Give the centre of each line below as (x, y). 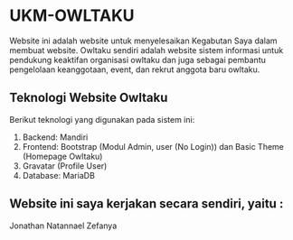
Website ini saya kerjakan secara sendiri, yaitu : (146, 204)
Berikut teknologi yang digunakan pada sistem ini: (102, 119)
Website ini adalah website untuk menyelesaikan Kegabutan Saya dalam (143, 41)
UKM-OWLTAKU (72, 16)
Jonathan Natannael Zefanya (63, 226)
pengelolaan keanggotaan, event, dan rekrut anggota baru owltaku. (135, 69)
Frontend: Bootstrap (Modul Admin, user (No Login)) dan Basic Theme (153, 146)
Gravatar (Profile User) (65, 166)
